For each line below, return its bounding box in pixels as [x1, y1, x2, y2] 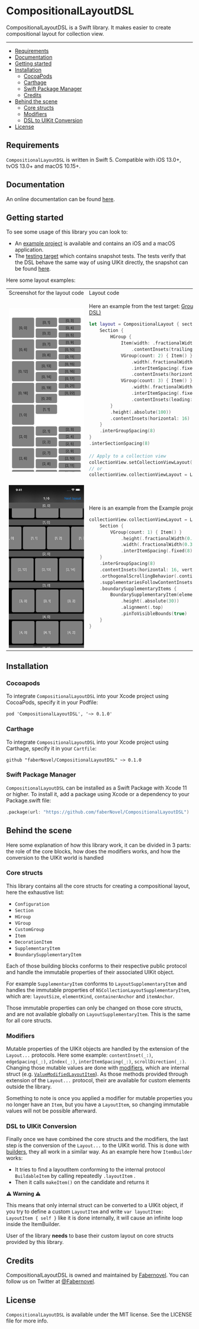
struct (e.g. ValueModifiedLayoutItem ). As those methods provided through [6, 1070, 188, 1077]
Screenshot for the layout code [8, 290, 84, 297]
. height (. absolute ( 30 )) [120, 598, 179, 604]
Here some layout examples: [6, 277, 76, 284]
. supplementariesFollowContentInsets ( [99, 579, 195, 585]
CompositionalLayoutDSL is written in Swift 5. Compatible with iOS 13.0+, [6, 156, 182, 163]
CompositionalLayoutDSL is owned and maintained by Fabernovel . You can [6, 1271, 190, 1279]
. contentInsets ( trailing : [131, 346, 195, 352]
